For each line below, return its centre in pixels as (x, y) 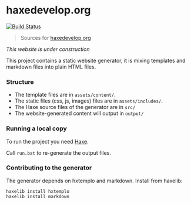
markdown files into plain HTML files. (51, 67)
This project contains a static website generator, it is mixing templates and (96, 60)
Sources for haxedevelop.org (56, 38)
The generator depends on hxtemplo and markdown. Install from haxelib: (94, 181)
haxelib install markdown (38, 196)
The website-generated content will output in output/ (79, 113)
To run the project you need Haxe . (48, 141)
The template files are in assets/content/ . (65, 95)
